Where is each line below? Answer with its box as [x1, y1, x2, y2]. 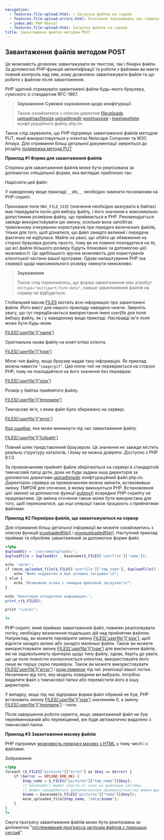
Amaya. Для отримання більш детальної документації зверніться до [5, 140, 147, 146]
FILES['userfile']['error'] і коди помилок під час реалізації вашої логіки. [5, 666, 152, 672]
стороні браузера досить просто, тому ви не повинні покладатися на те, [5, 240, 156, 245]
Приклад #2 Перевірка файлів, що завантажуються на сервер [5, 515, 139, 521]
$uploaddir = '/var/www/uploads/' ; [5, 549, 78, 554]
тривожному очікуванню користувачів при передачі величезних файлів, [5, 224, 156, 230]
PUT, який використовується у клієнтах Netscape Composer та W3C [5, 135, 147, 141]
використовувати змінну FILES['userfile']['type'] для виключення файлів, [5, 646, 156, 652]
